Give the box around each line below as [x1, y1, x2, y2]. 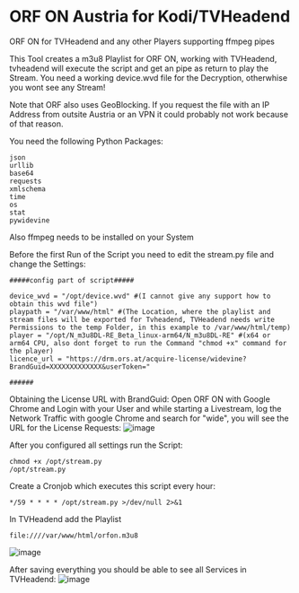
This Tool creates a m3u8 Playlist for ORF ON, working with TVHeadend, [9, 53, 277, 64]
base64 [9, 169, 34, 178]
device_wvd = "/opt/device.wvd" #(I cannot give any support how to [9, 292, 271, 301]
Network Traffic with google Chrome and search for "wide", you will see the [9, 413, 289, 423]
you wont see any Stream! [9, 82, 106, 92]
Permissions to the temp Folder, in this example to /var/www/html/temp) [9, 323, 292, 332]
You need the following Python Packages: [9, 135, 163, 146]
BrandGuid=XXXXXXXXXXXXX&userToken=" [9, 362, 151, 371]
